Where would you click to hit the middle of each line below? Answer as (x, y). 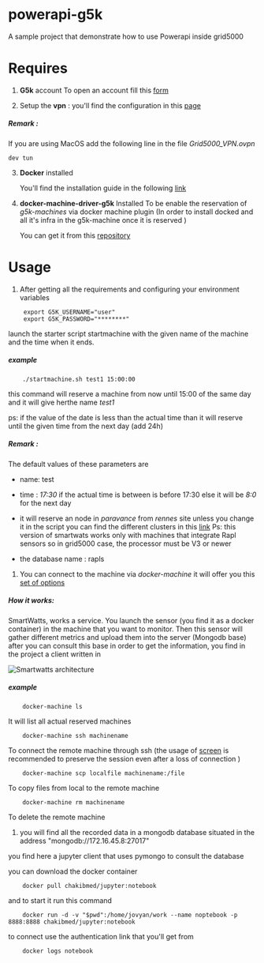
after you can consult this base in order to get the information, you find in (127, 645)
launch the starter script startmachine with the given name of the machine (128, 333)
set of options (42, 582)
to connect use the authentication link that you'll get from (101, 936)
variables (34, 297)
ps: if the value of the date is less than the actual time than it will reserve (125, 417)
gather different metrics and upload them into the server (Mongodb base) (127, 637)
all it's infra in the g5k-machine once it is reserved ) (103, 220)
